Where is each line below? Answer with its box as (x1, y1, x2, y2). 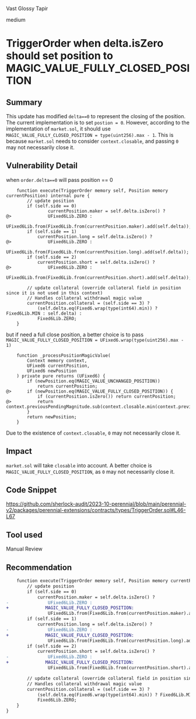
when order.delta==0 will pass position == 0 (6, 176, 113, 183)
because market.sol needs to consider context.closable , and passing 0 (6, 137, 179, 145)
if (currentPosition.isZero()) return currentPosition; (37, 393, 176, 400)
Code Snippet (6, 485, 57, 495)
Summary (6, 97, 43, 107)
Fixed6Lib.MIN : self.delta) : (6, 310, 82, 317)
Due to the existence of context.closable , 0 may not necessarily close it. (6, 429, 181, 436)
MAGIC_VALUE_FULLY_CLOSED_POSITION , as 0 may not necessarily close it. (6, 468, 175, 475)
